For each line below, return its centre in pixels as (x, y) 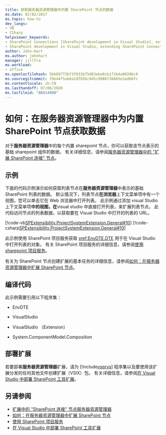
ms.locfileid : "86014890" (32, 93)
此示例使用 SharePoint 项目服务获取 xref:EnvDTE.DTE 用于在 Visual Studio (80, 238)
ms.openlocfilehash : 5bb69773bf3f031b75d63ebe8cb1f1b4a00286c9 (72, 74)
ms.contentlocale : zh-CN (31, 83)
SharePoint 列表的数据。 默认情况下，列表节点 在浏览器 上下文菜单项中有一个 (82, 194)
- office (14, 70)
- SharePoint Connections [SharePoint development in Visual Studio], (79, 42)
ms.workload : (19, 65)
